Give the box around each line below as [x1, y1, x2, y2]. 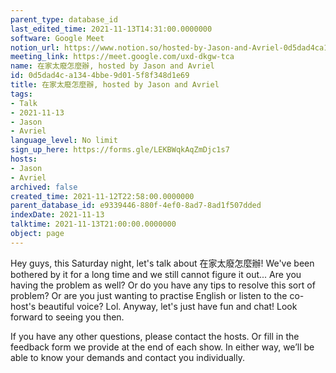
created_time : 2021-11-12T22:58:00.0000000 [10, 191, 195, 201]
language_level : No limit [10, 136, 118, 146]
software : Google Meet [10, 33, 105, 43]
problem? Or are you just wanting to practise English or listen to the [10, 289, 288, 301]
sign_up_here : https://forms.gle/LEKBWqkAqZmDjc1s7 [10, 145, 230, 155]
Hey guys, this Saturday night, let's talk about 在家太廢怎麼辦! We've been [10, 257, 315, 269]
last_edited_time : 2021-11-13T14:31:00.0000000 [10, 24, 213, 34]
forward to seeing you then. [10, 311, 125, 323]
